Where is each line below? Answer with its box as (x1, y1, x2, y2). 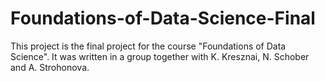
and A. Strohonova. (10, 61, 90, 73)
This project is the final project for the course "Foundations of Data (10, 40, 287, 52)
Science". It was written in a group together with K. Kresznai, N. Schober (10, 50, 310, 62)
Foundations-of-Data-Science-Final (10, 7, 316, 30)
